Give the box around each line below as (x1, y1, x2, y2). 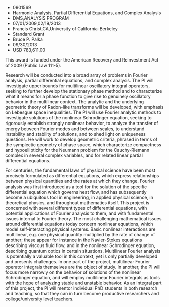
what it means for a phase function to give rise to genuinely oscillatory (5, 93, 151, 99)
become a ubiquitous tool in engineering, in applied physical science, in (5, 194, 153, 200)
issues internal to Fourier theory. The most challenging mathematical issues (5, 216, 162, 221)
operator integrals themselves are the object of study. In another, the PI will (5, 264, 161, 270)
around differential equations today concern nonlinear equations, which (5, 221, 153, 227)
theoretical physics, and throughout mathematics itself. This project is (5, 200, 150, 206)
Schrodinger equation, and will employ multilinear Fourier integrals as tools (5, 275, 160, 280)
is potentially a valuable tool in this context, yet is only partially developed (5, 253, 158, 259)
